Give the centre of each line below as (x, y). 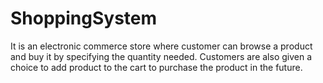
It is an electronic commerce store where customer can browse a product (161, 46)
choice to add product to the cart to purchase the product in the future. (156, 67)
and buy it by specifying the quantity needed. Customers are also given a (161, 56)
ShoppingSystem (84, 18)
